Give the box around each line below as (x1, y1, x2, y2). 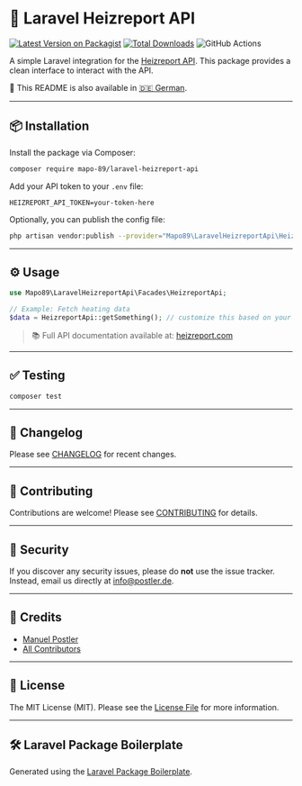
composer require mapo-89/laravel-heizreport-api (9, 164, 200, 174)
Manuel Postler (22, 634, 79, 645)
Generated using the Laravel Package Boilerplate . (9, 765, 193, 777)
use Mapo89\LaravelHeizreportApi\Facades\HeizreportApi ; (9, 288, 227, 298)
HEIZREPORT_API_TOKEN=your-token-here (9, 198, 155, 207)
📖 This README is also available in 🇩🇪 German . (9, 82, 187, 93)
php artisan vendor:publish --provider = (9, 231, 164, 240)
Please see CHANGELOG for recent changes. (9, 449, 177, 460)
